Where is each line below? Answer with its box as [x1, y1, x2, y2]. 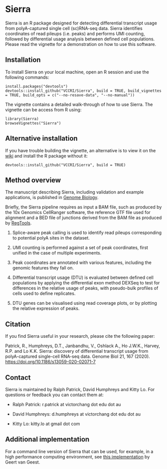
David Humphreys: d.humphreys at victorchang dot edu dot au [12, 411, 141, 417]
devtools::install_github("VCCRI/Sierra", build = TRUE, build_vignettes [5, 88, 162, 93]
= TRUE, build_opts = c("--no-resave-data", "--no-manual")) [5, 92, 135, 98]
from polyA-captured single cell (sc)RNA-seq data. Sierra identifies [5, 25, 143, 31]
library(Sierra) [5, 116, 39, 121]
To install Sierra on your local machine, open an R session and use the [5, 69, 150, 75]
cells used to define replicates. [12, 290, 76, 296]
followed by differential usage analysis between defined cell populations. [5, 36, 155, 42]
